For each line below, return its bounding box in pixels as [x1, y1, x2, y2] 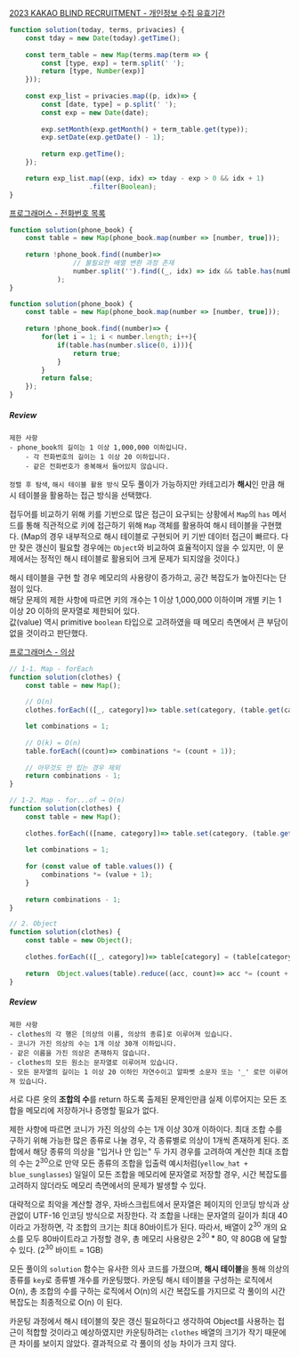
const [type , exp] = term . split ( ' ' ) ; [41, 59, 185, 68]
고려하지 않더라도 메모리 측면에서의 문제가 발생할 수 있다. [9, 1180, 206, 1191]
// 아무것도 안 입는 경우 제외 [25, 763, 121, 772]
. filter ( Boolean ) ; [88, 182, 158, 191]
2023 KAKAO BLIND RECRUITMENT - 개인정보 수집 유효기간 [9, 8, 225, 18]
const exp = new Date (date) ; [41, 108, 149, 117]
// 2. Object [9, 919, 58, 928]
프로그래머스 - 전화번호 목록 [9, 207, 106, 218]
